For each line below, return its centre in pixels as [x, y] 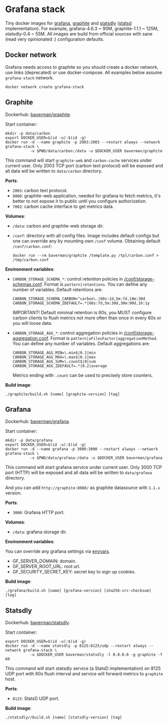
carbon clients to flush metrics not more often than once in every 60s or [87, 318]
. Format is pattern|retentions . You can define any [95, 284]
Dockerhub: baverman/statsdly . [38, 623]
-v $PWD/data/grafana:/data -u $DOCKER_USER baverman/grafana [96, 458]
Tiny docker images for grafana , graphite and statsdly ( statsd [68, 23]
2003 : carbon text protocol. [40, 190]
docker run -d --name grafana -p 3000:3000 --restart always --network [81, 449]
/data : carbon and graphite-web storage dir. [58, 226]
